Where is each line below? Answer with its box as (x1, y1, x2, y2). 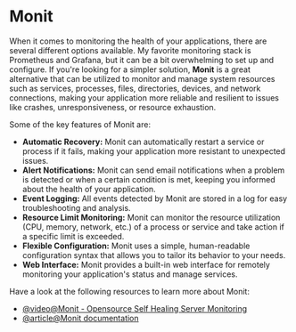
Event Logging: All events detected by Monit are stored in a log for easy (21, 193, 288, 204)
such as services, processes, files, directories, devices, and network (9, 83, 261, 93)
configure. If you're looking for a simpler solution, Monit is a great (9, 64, 251, 75)
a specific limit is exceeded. (21, 231, 125, 241)
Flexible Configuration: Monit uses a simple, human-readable (21, 240, 251, 251)
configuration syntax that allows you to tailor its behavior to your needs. (21, 249, 286, 260)
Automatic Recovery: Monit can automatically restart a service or (21, 136, 265, 147)
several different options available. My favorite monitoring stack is (9, 45, 251, 55)
